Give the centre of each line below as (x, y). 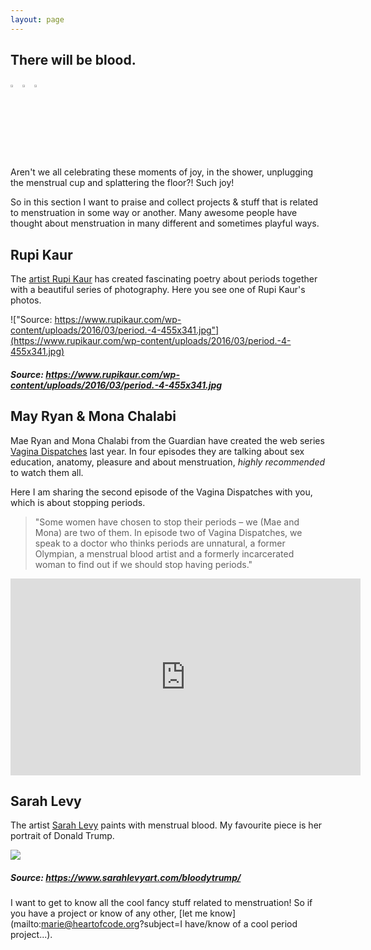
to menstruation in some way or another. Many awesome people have (154, 213)
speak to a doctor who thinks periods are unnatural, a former (160, 543)
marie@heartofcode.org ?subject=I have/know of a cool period (169, 924)
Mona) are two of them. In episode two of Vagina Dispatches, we (168, 532)
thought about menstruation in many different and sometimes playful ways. (165, 223)
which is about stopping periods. (78, 502)
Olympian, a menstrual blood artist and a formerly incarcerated (164, 553)
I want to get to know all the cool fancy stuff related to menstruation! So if (161, 903)
